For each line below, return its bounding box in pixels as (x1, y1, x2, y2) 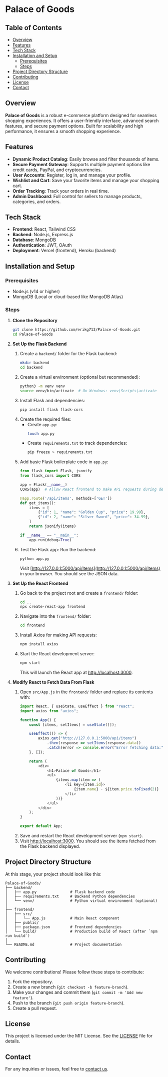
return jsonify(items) (29, 524, 76, 529)
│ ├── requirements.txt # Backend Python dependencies (5, 894, 135, 899)
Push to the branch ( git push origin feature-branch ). (12, 999, 125, 1006)
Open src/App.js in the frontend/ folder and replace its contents (19, 689, 153, 695)
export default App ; (19, 824, 63, 829)
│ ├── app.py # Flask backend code (5, 889, 115, 894)
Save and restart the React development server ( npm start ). (19, 833, 143, 839)
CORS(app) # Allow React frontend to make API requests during (19, 487, 157, 492)
